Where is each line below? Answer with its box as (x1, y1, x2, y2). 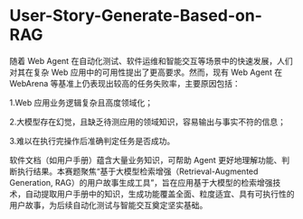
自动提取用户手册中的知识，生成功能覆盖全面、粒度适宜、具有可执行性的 (24, 188, 295, 199)
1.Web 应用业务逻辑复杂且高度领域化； (9, 96, 154, 108)
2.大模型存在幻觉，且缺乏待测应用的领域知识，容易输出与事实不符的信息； (9, 116, 287, 127)
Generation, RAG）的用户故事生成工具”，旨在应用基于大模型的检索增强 (9, 177, 273, 187)
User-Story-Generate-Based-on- (9, 5, 262, 26)
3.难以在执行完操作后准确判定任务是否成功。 (9, 135, 175, 146)
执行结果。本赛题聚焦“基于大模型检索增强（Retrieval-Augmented (16, 166, 259, 177)
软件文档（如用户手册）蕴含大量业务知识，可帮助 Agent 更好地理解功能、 (9, 154, 282, 165)
